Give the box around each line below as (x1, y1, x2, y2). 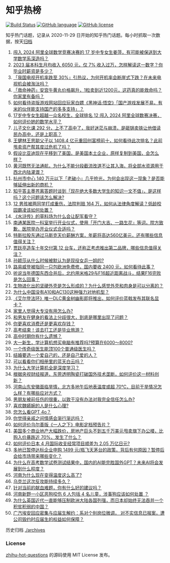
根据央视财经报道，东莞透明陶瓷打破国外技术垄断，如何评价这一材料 (13, 371, 155, 377)
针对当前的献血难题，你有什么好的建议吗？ (13, 484, 102, 490)
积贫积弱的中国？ (13, 503, 49, 509)
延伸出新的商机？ (17, 181, 53, 187)
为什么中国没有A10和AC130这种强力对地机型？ (13, 289, 110, 295)
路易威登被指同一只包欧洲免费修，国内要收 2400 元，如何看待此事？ (13, 264, 155, 270)
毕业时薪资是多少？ (13, 68, 53, 74)
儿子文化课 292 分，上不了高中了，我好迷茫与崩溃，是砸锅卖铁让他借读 (13, 125, 161, 131)
